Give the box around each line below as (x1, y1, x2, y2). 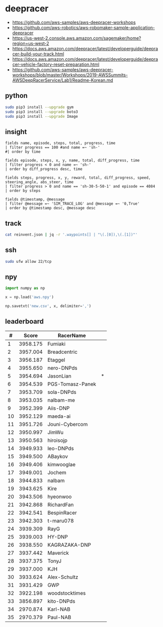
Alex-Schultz (47, 574, 79, 580)
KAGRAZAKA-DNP (47, 541, 91, 548)
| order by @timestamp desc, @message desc (5, 206, 96, 211)
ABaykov (47, 453, 68, 460)
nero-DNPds (47, 364, 78, 371)
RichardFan (47, 501, 74, 508)
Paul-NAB (47, 614, 71, 621)
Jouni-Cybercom (47, 421, 88, 428)
